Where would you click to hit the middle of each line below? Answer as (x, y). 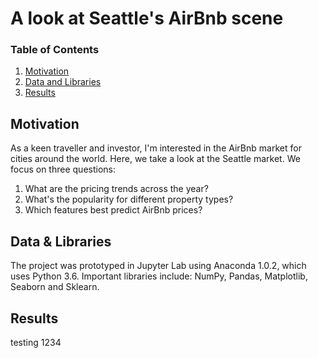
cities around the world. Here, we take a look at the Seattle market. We (155, 159)
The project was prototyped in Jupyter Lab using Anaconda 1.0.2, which (158, 266)
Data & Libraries (61, 241)
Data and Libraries (63, 82)
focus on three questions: (63, 169)
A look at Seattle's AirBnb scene (147, 18)
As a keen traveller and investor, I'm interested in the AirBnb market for (156, 148)
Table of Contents (55, 50)
